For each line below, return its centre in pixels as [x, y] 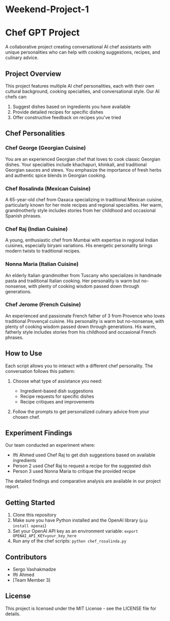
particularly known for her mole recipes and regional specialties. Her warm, [84, 205]
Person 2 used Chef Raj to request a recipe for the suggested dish [82, 466]
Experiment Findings [39, 433]
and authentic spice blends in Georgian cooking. [56, 175]
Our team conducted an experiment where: [50, 445]
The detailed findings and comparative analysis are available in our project [83, 481]
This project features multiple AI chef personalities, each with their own [80, 86]
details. [13, 614]
